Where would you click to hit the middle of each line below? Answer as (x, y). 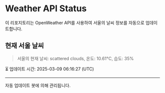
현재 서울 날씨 (25, 46)
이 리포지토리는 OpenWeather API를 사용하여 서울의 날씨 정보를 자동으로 (75, 23)
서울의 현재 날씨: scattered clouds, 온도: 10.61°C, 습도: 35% (75, 58)
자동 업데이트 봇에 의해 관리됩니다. (38, 85)
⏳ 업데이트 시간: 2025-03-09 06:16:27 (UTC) (50, 69)
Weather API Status (46, 9)
